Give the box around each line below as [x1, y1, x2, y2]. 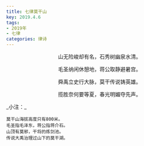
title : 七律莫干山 [6, 8, 47, 15]
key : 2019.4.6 [6, 14, 41, 20]
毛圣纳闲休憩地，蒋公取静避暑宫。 [58, 66, 141, 73]
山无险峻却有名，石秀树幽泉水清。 [58, 53, 141, 60]
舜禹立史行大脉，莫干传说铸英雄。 [58, 78, 141, 85]
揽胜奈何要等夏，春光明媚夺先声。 [58, 91, 141, 98]
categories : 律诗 [6, 36, 47, 42]
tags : [6, 20, 20, 25]
